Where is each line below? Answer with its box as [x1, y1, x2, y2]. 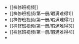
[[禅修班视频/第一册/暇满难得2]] [9, 17, 74, 22]
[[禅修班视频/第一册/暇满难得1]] [9, 10, 74, 16]
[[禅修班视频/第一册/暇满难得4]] [9, 29, 75, 35]
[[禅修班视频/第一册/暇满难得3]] [9, 23, 74, 29]
